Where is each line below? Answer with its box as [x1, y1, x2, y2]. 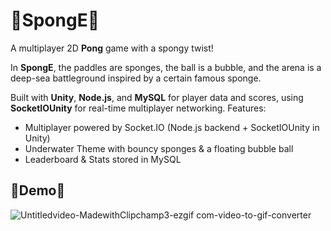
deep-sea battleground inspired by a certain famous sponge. [10, 72, 262, 84]
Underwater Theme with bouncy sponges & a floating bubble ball [24, 142, 294, 154]
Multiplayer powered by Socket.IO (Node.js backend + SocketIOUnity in [24, 121, 320, 133]
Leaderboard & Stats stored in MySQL [24, 153, 182, 165]
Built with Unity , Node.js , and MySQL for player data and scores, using [10, 91, 304, 103]
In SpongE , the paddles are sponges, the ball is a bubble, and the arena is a [10, 61, 322, 73]
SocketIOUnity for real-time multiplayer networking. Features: [10, 102, 267, 114]
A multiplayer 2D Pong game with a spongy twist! [10, 42, 214, 54]
